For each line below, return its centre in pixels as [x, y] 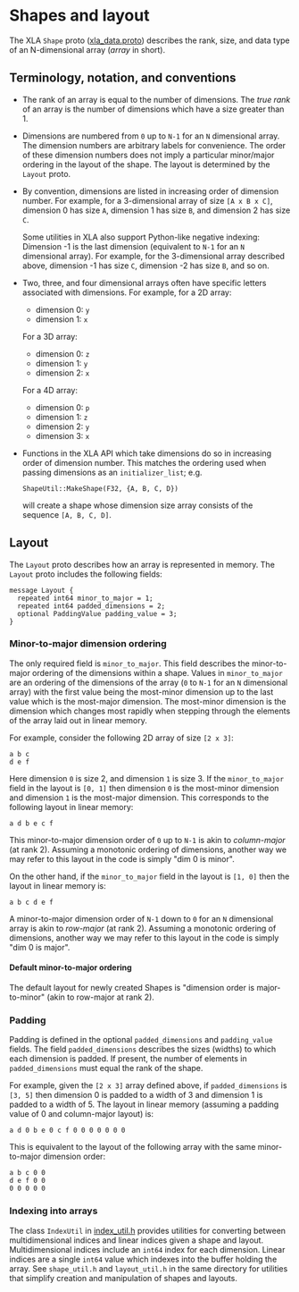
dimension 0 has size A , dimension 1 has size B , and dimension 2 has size [156, 210]
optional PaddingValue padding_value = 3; [97, 613]
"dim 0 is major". [40, 947]
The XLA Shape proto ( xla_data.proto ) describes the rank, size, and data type [149, 40]
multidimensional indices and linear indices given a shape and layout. [137, 1240]
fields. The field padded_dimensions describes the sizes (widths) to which [143, 1049]
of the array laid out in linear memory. [78, 720]
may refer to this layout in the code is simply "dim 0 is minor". [122, 858]
